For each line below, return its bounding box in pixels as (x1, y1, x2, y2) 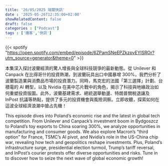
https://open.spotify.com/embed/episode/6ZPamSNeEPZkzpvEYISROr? (7, 49, 155, 55)
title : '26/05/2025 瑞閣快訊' (5, 7, 65, 12)
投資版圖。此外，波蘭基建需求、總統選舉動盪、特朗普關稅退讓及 (18, 90, 150, 96)
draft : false (5, 21, 32, 26)
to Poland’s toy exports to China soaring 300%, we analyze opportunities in (5, 123, 160, 129)
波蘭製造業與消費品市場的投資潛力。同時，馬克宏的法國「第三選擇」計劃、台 (5, 78, 163, 83)
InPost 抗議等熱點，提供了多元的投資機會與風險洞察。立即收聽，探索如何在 (5, 96, 160, 102)
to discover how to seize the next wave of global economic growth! (5, 155, 143, 161)
